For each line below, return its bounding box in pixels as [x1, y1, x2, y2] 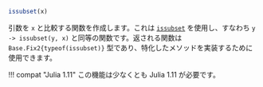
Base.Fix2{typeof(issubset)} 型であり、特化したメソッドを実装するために [8, 42, 253, 52]
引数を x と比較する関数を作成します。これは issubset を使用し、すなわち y [8, 22, 256, 32]
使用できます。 [8, 53, 57, 62]
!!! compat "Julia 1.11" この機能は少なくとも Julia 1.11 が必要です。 [8, 69, 221, 79]
